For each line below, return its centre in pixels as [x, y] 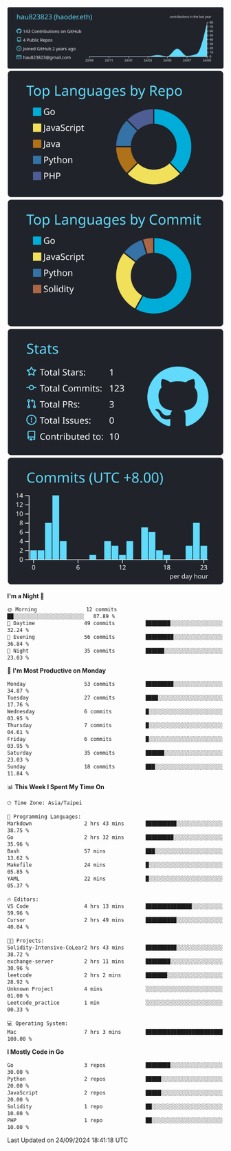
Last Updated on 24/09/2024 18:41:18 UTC [68, 1140]
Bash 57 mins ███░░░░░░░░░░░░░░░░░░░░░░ [115, 851]
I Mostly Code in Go [35, 1052]
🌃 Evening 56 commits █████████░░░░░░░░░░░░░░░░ [115, 637]
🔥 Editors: [23, 899]
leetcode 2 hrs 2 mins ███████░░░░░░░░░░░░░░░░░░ [115, 975]
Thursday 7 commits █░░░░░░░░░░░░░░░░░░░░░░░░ [115, 725]
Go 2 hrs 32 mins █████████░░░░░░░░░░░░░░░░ [115, 837]
